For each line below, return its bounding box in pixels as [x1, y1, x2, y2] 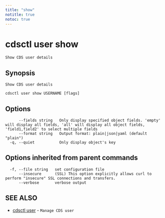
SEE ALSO [5, 194, 38, 202]
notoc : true [5, 17, 30, 22]
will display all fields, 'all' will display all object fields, [5, 122, 145, 127]
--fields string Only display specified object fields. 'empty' [18, 118, 161, 123]
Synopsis [5, 68, 35, 77]
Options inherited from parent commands [5, 154, 138, 162]
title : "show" [5, 7, 35, 13]
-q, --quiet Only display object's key [10, 139, 116, 145]
